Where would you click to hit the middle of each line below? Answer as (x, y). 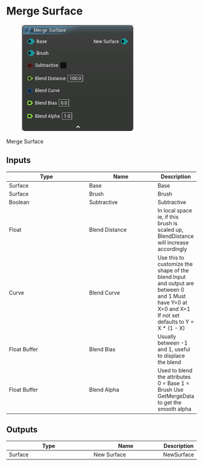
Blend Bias (102, 349)
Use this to (171, 257)
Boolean (19, 202)
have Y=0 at (172, 302)
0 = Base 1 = (173, 383)
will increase (173, 243)
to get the (169, 402)
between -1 (172, 343)
